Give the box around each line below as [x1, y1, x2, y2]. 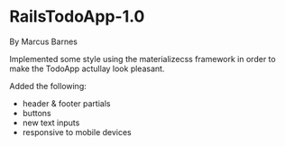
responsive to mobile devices [22, 126, 133, 137]
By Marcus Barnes [9, 36, 78, 47]
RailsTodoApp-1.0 [9, 6, 145, 27]
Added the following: [9, 80, 87, 91]
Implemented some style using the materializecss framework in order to [9, 53, 277, 64]
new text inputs [22, 117, 80, 128]
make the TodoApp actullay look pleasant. [9, 63, 165, 74]
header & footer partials [22, 97, 111, 109]
